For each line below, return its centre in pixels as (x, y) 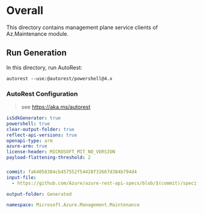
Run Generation (36, 53)
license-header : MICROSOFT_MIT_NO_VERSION (61, 152)
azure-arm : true (27, 146)
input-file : (21, 177)
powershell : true (28, 124)
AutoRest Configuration (42, 93)
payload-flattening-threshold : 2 (49, 158)
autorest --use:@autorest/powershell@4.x (59, 79)
